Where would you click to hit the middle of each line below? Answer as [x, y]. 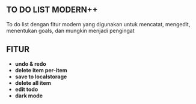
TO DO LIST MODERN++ [52, 10]
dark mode [29, 96]
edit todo [26, 89]
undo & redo [30, 64]
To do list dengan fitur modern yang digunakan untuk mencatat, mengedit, [98, 24]
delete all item [33, 82]
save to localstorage [41, 77]
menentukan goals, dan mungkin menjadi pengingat [70, 30]
